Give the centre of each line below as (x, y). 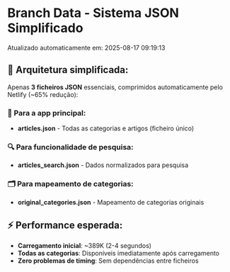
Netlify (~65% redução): (43, 94)
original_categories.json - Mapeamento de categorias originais (111, 202)
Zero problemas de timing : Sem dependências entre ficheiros (108, 261)
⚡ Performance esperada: (65, 226)
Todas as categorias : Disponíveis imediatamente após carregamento (118, 254)
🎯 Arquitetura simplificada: (68, 70)
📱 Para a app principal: (47, 113)
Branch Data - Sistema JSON (93, 13)
